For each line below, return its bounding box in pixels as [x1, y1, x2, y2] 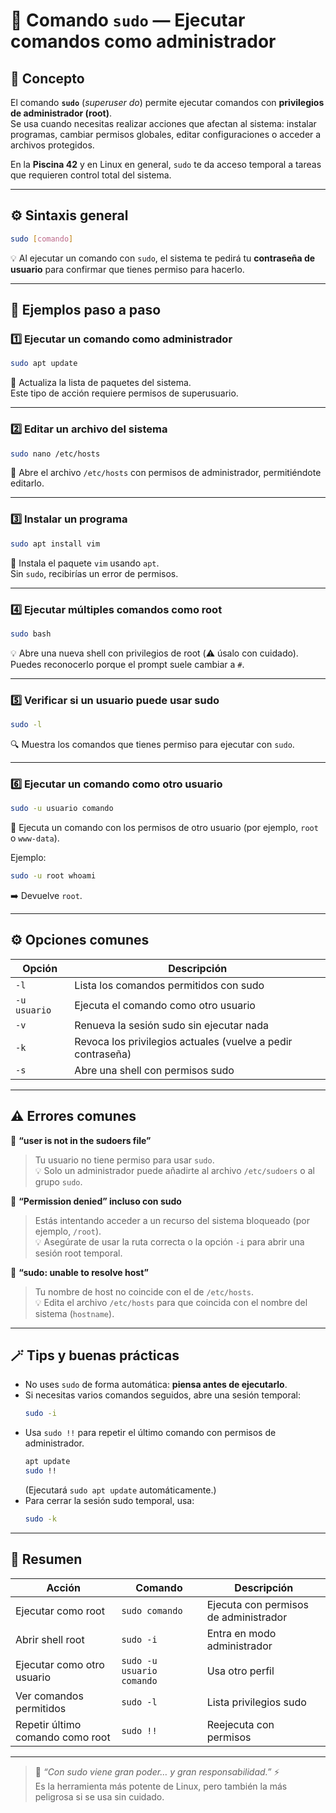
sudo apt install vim [10, 539, 101, 549]
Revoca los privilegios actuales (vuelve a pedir [74, 1034, 293, 1048]
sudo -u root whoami [10, 871, 97, 881]
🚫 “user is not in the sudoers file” [10, 1134, 152, 1146]
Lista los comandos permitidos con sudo [74, 978, 265, 992]
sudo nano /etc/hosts [10, 449, 101, 459]
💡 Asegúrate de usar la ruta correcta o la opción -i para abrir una [34, 1235, 305, 1248]
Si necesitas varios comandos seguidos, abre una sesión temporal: [24, 1389, 301, 1401]
